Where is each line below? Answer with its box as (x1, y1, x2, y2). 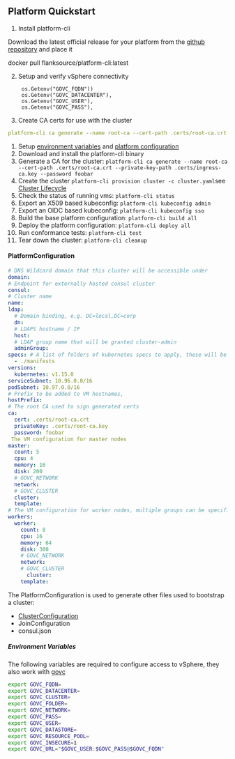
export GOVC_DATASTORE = (8, 726, 77, 733)
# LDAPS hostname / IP (14, 325, 80, 332)
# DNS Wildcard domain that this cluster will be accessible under (8, 267, 209, 274)
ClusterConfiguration (17, 611, 79, 620)
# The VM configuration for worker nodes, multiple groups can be (8, 507, 205, 514)
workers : (8, 514, 33, 521)
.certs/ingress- (174, 164, 222, 171)
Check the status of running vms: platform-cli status (17, 191, 175, 199)
